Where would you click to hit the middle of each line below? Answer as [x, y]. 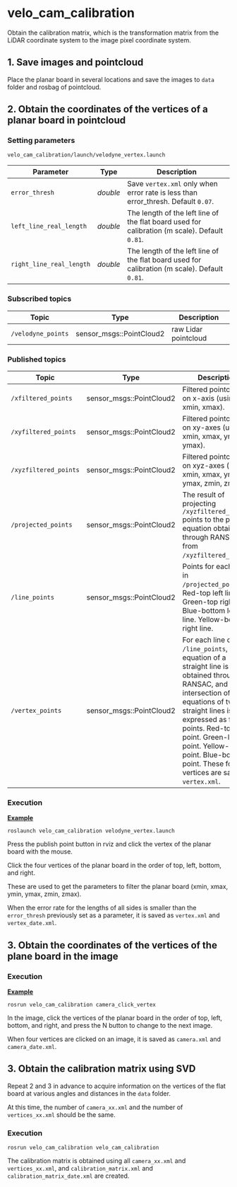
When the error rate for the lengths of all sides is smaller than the [102, 908]
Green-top [200, 602]
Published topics [37, 359]
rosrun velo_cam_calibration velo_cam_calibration [83, 1148]
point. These [203, 764]
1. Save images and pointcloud [75, 63]
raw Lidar [187, 329]
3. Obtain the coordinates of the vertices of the [112, 945]
